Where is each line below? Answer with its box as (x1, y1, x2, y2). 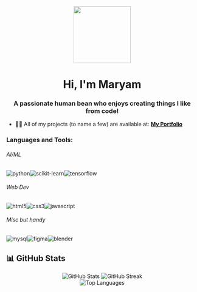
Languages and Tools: (6, 136, 73, 144)
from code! (85, 107, 119, 115)
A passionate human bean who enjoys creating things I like (13, 100, 192, 108)
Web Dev (6, 183, 29, 191)
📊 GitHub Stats (6, 253, 66, 263)
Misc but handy (6, 216, 46, 223)
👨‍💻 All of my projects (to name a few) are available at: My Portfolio (15, 121, 183, 128)
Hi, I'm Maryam (63, 78, 142, 92)
